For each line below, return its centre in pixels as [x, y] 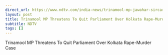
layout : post [19, 14]
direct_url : [17, 10]
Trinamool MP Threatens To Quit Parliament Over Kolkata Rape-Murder [78, 42]
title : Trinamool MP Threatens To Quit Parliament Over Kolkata [73, 19]
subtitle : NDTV [21, 24]
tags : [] [14, 28]
